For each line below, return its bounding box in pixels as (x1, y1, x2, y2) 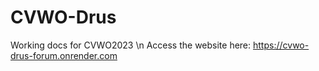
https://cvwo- (253, 39, 310, 51)
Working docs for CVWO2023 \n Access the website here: (10, 39, 252, 51)
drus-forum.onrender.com (10, 49, 118, 61)
